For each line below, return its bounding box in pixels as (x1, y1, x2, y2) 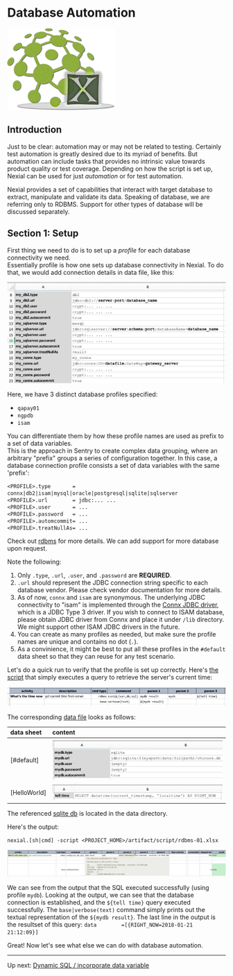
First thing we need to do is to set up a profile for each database (7, 246, 191, 254)
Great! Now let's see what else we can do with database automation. (7, 941, 203, 949)
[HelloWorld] (10, 788, 46, 796)
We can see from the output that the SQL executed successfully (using (7, 883, 209, 891)
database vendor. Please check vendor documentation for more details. (17, 585, 223, 594)
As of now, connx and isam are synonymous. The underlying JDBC (17, 593, 206, 601)
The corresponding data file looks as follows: (7, 713, 137, 721)
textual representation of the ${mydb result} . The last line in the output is (7, 913, 216, 921)
